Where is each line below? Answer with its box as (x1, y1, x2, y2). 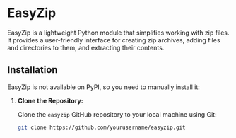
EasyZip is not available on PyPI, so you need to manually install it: (7, 83, 200, 91)
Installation (7, 64, 58, 76)
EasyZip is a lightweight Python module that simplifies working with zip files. (7, 28, 230, 37)
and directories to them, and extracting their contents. (7, 43, 165, 52)
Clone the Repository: (17, 96, 83, 105)
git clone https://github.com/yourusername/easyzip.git (17, 124, 186, 131)
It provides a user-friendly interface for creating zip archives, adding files (7, 35, 220, 44)
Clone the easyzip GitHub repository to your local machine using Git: (17, 110, 217, 118)
